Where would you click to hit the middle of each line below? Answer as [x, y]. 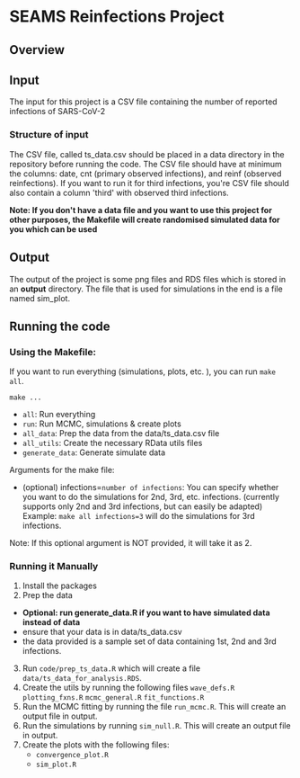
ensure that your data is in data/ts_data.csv [102, 632]
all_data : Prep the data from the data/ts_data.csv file [121, 434]
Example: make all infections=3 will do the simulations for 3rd [138, 516]
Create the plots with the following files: [96, 745]
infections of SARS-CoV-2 [57, 112]
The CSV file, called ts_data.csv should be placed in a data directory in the [147, 154]
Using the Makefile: [53, 352]
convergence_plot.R [72, 756]
